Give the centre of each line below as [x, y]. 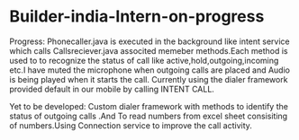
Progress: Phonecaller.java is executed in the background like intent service [149, 41]
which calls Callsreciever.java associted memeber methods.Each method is [149, 50]
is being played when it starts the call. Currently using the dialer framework [149, 79]
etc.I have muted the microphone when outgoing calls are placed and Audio [150, 70]
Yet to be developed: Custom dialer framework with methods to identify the [149, 106]
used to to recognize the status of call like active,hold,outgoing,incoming [144, 60]
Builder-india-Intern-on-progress [137, 17]
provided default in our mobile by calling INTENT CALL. [112, 89]
